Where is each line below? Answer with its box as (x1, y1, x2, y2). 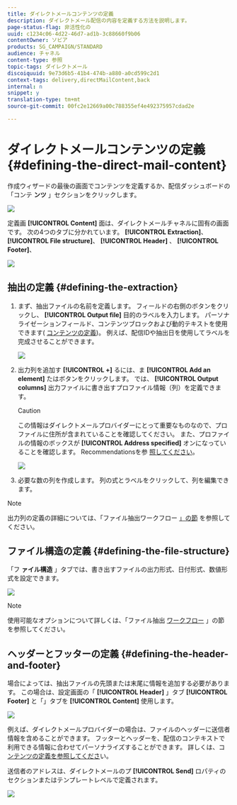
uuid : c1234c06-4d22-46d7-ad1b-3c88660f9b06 (7, 30, 141, 38)
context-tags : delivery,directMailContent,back (7, 76, 151, 84)
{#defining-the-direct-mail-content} (7, 157, 227, 174)
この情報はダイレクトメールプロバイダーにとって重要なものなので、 (17, 421, 216, 429)
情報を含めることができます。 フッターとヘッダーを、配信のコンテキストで (7, 734, 226, 743)
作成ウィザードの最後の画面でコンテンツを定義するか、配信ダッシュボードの (7, 182, 231, 190)
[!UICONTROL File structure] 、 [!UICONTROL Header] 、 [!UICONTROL (7, 236, 219, 245)
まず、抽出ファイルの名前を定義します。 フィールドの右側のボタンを (17, 301, 217, 310)
